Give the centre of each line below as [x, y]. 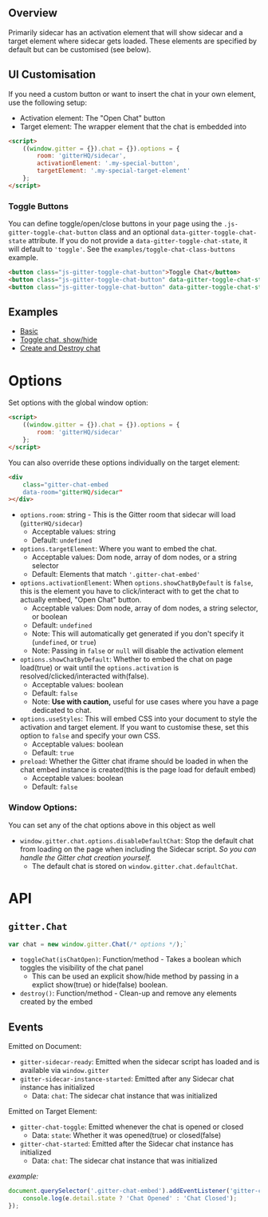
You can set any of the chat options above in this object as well [112, 825]
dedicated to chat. [61, 711]
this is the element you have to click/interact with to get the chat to [129, 591]
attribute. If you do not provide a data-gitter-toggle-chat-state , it [138, 241]
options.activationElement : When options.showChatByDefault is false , [136, 582]
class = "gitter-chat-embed [66, 484]
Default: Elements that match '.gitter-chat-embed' [116, 574]
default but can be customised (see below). [80, 49]
